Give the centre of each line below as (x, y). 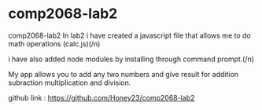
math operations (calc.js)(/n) (54, 43)
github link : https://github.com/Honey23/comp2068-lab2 (101, 97)
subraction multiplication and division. (70, 82)
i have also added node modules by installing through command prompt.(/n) (131, 59)
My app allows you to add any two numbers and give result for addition (123, 74)
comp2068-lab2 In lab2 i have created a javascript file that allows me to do (129, 35)
